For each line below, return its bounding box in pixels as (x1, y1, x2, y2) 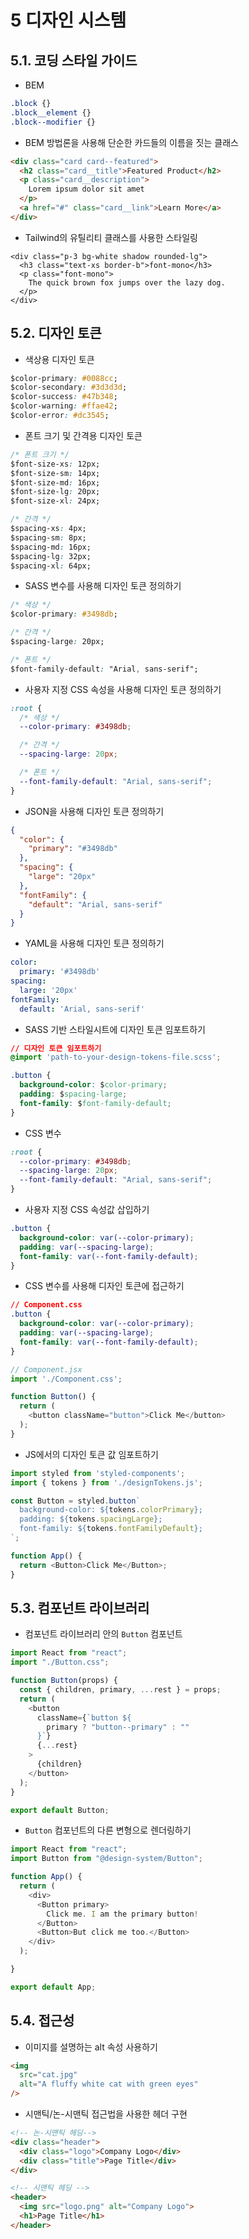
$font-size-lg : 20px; (10, 487, 101, 497)
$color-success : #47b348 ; (10, 392, 118, 402)
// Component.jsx (10, 1364, 83, 1375)
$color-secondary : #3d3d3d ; (10, 382, 128, 393)
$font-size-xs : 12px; (10, 459, 101, 469)
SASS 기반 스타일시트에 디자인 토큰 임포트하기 (24, 1023, 206, 1035)
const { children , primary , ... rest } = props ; (19, 1685, 222, 1695)
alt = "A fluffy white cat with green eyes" (19, 2079, 199, 2090)
